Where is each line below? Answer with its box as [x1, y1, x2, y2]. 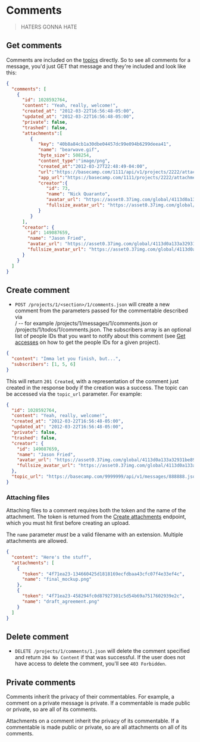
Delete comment [6, 631, 69, 641]
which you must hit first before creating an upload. [6, 519, 130, 527]
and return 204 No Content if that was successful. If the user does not [14, 654, 186, 661]
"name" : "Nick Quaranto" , [46, 191, 111, 197]
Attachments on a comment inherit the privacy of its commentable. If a [6, 718, 179, 725]
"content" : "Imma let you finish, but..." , [11, 356, 121, 362]
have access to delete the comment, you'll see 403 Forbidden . [14, 660, 167, 667]
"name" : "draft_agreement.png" [21, 599, 100, 605]
